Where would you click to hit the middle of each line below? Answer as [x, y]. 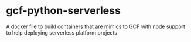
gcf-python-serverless [64, 11]
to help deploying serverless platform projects [62, 32]
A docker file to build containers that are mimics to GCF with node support [96, 26]
